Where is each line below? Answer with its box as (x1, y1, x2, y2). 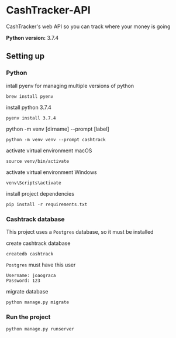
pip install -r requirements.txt (6, 202, 88, 207)
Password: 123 (6, 278, 41, 284)
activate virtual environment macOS (6, 147, 92, 154)
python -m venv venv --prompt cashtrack (6, 136, 106, 142)
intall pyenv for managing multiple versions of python (6, 82, 134, 89)
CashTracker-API (6, 4, 91, 17)
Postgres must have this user (6, 261, 76, 268)
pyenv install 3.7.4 (6, 115, 57, 121)
